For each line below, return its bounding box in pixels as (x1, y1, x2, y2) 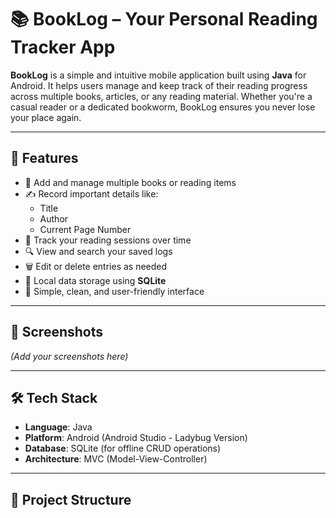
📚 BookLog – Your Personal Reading (10, 8, 318, 31)
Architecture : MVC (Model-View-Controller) (24, 453, 208, 465)
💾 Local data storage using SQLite (24, 274, 167, 286)
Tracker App (10, 36, 116, 59)
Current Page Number (39, 223, 132, 235)
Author (39, 212, 69, 225)
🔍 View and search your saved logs (24, 245, 173, 257)
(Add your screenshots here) (10, 350, 129, 362)
